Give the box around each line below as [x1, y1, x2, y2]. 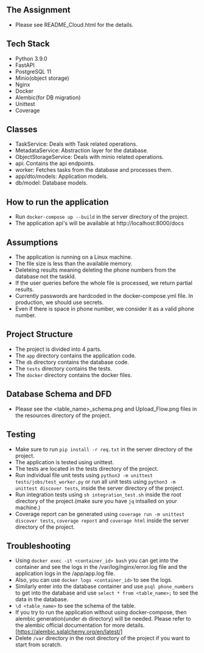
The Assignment [6, 5, 71, 15]
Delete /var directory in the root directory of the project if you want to [15, 635, 191, 642]
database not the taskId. [15, 273, 76, 280]
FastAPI [15, 61, 35, 69]
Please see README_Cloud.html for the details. [15, 21, 134, 28]
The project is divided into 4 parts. [15, 345, 102, 353]
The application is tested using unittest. [15, 458, 114, 465]
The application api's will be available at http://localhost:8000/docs [15, 219, 185, 227]
